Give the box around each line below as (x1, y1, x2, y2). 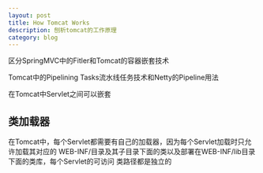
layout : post (8, 11, 51, 20)
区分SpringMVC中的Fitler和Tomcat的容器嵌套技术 (8, 56, 170, 65)
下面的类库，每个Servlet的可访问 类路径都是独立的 (8, 156, 172, 166)
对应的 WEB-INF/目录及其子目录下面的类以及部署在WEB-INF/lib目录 (35, 147, 256, 156)
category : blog (8, 33, 58, 42)
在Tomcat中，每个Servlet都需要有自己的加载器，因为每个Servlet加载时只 (8, 137, 245, 146)
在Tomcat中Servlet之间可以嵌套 (8, 90, 111, 99)
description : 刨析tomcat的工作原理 (8, 26, 117, 34)
